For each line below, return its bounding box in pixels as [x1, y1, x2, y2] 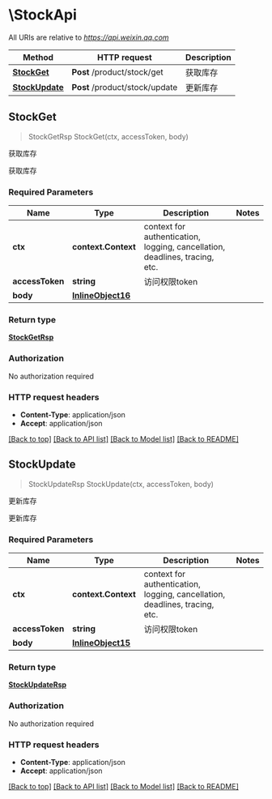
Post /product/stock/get [71, 66, 164, 78]
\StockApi [8, 6, 77, 24]
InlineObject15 [72, 638, 131, 649]
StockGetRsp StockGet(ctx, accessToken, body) [28, 131, 189, 141]
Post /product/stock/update [71, 81, 178, 92]
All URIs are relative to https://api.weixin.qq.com [8, 32, 169, 42]
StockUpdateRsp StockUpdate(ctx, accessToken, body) [28, 479, 215, 489]
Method [23, 51, 54, 62]
